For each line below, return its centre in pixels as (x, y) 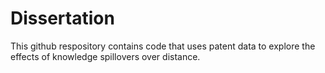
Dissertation (62, 18)
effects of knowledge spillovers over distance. (105, 56)
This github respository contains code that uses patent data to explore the (163, 46)
